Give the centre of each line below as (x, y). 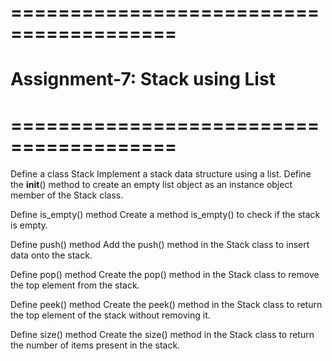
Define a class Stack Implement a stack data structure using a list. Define (161, 174)
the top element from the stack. (75, 285)
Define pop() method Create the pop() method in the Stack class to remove (165, 275)
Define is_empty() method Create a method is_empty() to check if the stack (165, 215)
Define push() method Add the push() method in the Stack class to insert (160, 245)
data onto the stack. (51, 255)
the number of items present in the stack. (95, 345)
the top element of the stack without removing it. (110, 315)
